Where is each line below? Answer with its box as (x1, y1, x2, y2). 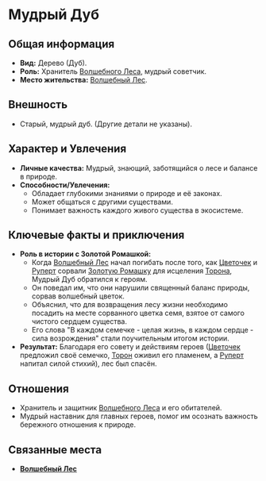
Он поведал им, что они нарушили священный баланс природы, (31, 283, 250, 293)
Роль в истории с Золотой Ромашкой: (19, 249, 152, 259)
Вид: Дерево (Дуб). (19, 58, 87, 67)
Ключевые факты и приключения (8, 229, 185, 242)
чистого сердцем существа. (31, 317, 128, 326)
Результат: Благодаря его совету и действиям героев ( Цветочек (19, 342, 241, 352)
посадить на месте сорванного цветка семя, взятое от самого (31, 308, 245, 318)
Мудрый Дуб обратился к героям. (31, 275, 148, 284)
